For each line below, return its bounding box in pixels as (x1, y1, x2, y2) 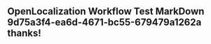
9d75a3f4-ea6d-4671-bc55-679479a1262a (7, 17, 202, 29)
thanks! (7, 27, 42, 39)
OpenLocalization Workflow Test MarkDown (7, 6, 205, 17)
